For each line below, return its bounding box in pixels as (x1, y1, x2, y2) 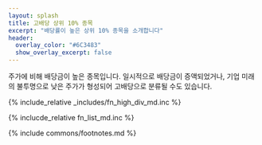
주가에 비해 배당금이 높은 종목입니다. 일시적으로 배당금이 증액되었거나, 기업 (8, 72, 240, 80)
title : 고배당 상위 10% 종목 (8, 19, 93, 27)
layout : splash (8, 11, 59, 20)
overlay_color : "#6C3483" (15, 41, 102, 49)
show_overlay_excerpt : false (15, 49, 112, 57)
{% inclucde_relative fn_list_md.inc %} (8, 113, 135, 122)
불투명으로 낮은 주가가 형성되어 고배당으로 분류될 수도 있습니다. (16, 81, 213, 91)
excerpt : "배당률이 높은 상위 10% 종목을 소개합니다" (8, 26, 164, 34)
